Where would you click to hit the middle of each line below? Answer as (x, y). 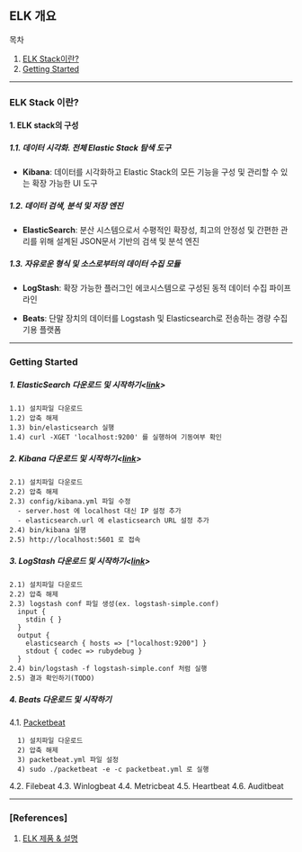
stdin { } (44, 620)
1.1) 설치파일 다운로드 (46, 409)
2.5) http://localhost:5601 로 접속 (75, 540)
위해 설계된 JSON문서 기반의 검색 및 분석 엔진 (120, 241)
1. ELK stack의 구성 (44, 125)
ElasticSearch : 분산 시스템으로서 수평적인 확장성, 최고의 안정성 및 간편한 (150, 230)
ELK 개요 (33, 16)
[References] (39, 818)
